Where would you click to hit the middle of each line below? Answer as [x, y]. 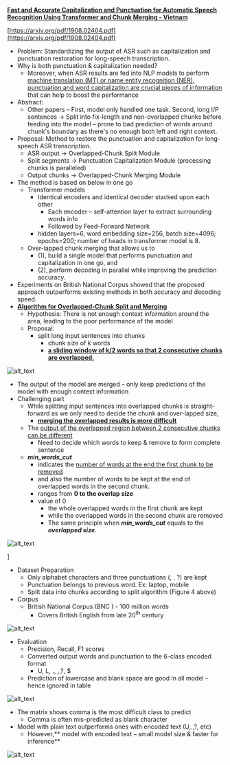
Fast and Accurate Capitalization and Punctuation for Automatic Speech [112, 10]
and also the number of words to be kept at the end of [114, 479]
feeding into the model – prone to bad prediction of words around [120, 124]
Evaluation [32, 641]
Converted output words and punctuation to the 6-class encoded [119, 656]
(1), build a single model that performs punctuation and [115, 255]
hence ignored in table [59, 685]
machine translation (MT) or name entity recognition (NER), [111, 80]
